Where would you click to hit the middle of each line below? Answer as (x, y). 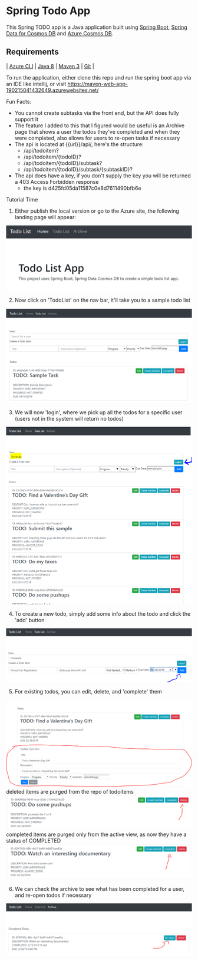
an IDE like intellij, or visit (36, 84)
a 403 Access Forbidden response (57, 181)
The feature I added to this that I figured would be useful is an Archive (99, 126)
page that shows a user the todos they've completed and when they (97, 131)
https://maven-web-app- (98, 84)
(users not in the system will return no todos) (69, 419)
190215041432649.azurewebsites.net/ (52, 90)
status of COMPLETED (34, 841)
